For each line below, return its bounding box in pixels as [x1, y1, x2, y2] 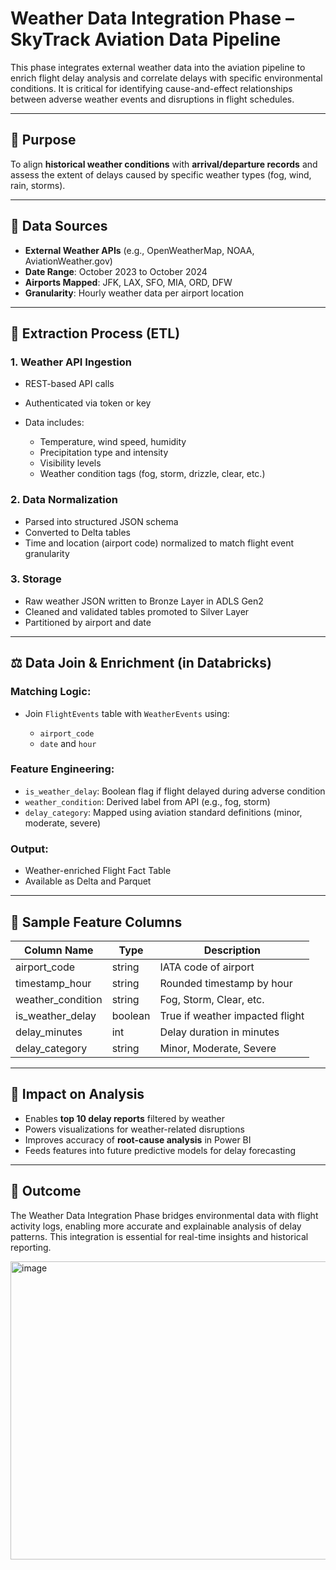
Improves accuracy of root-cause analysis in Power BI [24, 1133, 252, 1146]
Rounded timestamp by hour [159, 976, 293, 990]
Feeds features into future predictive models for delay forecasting [24, 1144, 296, 1156]
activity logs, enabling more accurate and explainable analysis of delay [10, 1220, 302, 1232]
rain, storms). [10, 179, 66, 191]
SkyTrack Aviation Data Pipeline [10, 28, 282, 51]
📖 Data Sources [10, 218, 108, 235]
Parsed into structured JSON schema [24, 515, 179, 527]
